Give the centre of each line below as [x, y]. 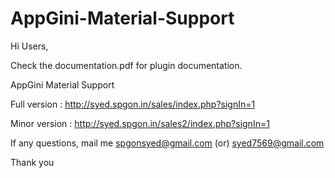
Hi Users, [29, 46]
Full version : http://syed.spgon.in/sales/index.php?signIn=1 [133, 104]
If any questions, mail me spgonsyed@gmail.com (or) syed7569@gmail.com [167, 143]
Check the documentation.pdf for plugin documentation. [126, 65]
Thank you [32, 162]
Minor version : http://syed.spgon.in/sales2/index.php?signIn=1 [140, 123]
